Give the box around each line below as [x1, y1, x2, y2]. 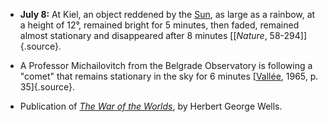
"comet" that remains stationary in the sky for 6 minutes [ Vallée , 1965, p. [19, 70, 319, 82]
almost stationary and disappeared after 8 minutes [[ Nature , [19, 30, 268, 41]
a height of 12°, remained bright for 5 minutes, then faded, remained [19, 19, 300, 31]
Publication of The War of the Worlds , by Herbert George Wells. [19, 100, 283, 112]
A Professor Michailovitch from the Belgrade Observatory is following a [19, 60, 313, 71]
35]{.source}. [19, 81, 75, 93]
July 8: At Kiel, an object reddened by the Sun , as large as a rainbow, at [19, 9, 316, 20]
